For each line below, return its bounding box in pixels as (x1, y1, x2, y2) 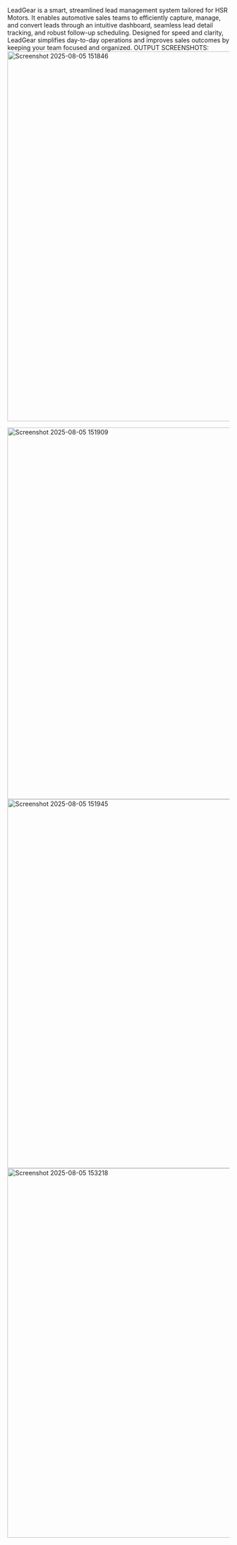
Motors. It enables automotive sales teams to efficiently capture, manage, (7, 13, 221, 22)
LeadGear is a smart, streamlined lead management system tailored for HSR (7, 6, 228, 14)
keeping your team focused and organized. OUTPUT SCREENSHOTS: (7, 44, 209, 51)
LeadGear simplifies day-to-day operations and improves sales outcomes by (7, 36, 230, 44)
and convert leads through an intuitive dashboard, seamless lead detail (7, 21, 214, 29)
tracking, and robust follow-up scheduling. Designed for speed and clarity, (7, 28, 224, 37)
